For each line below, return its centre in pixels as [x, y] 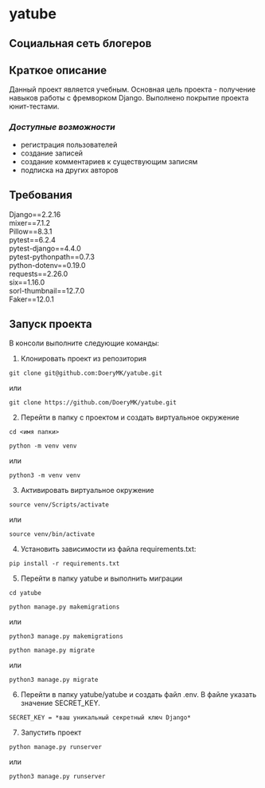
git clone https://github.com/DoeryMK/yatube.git [93, 403]
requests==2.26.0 [39, 274]
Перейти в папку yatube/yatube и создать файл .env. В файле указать [138, 695]
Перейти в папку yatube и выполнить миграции [101, 578]
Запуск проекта [51, 324]
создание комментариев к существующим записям [109, 161]
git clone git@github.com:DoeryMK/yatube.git [86, 373]
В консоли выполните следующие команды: [84, 343]
